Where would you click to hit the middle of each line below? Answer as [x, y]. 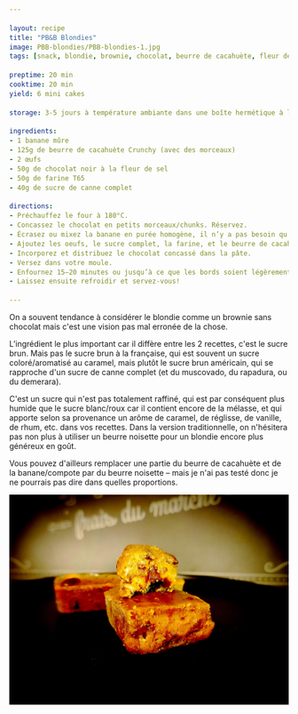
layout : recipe [37, 28]
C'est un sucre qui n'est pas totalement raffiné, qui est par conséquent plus [147, 399]
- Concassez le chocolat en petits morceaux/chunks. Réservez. [129, 225]
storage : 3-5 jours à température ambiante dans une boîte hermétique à [146, 112]
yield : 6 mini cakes [47, 93]
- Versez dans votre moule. [61, 262]
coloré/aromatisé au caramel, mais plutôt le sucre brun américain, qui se [141, 363]
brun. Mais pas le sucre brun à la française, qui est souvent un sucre [134, 353]
